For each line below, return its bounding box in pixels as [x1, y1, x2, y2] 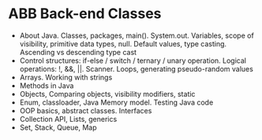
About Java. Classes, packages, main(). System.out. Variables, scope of [19, 31, 254, 40]
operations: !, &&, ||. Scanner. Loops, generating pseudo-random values [19, 64, 254, 73]
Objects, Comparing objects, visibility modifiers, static [19, 89, 196, 98]
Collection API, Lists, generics [19, 114, 118, 123]
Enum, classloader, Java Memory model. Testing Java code [19, 98, 214, 107]
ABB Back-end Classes [8, 5, 162, 23]
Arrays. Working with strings [19, 72, 113, 82]
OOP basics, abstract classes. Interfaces [19, 105, 152, 115]
